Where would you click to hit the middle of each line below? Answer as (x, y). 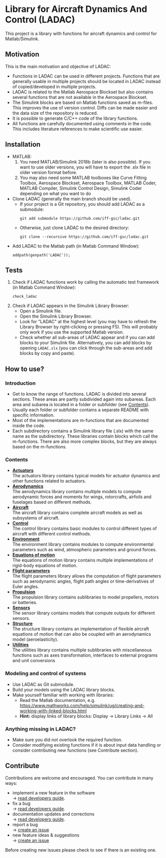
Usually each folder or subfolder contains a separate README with (81, 410)
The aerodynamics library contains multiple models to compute (77, 492)
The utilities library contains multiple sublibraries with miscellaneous (82, 650)
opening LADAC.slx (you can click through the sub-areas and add (86, 348)
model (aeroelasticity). (35, 639)
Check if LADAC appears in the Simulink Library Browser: (71, 306)
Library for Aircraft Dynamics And (76, 9)
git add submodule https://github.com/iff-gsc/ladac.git (80, 218)
